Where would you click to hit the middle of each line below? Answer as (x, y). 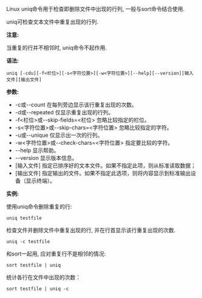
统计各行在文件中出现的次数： (43, 277)
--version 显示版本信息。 (46, 158)
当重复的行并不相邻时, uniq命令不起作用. (57, 48)
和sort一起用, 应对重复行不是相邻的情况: (56, 254)
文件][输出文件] (24, 80)
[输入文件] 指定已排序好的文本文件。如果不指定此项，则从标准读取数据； (105, 165)
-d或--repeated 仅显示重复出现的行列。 (64, 112)
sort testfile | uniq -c (38, 289)
